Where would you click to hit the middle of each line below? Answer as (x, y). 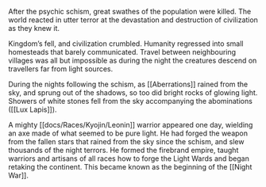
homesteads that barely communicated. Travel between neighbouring (122, 52)
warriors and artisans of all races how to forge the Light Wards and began (129, 158)
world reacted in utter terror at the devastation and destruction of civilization (133, 20)
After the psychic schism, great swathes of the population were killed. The (130, 11)
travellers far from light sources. (61, 69)
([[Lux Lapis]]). (33, 109)
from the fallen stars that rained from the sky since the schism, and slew (126, 141)
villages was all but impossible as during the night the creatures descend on (133, 60)
